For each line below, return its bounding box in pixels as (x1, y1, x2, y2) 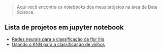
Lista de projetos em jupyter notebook (4, 23, 124, 32)
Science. (16, 9, 35, 15)
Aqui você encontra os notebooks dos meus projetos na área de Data (16, 4, 158, 10)
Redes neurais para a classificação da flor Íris (11, 36, 104, 42)
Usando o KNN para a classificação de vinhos (11, 41, 105, 47)
